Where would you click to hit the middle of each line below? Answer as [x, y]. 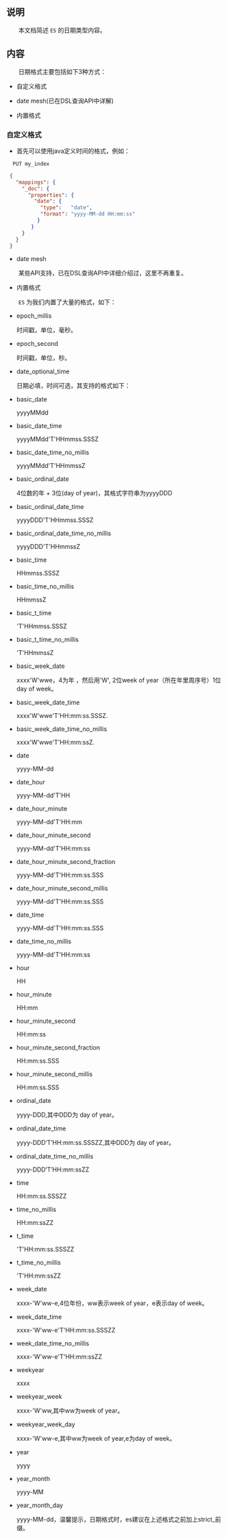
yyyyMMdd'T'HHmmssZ [51, 466]
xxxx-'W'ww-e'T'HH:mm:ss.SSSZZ [66, 1330]
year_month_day [39, 1505]
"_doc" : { [36, 188]
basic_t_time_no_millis [48, 640]
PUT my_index [31, 164]
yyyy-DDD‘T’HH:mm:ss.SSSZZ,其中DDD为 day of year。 [96, 1143]
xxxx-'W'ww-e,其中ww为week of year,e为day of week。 [96, 1439]
